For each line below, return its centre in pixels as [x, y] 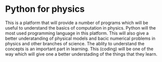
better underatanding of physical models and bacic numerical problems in [80, 38]
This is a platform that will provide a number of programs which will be [77, 23]
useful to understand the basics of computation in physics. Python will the [81, 28]
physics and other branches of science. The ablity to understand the [75, 43]
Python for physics [45, 9]
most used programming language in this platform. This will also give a [77, 33]
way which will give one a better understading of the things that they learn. [81, 54]
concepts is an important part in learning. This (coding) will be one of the [79, 49]
